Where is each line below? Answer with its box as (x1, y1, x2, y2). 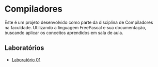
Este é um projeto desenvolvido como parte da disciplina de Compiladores (4, 19, 153, 25)
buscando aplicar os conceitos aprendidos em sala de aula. (4, 30, 123, 35)
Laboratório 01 (11, 57, 41, 63)
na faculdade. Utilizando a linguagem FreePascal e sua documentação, (4, 24, 146, 30)
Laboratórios (4, 44, 44, 52)
